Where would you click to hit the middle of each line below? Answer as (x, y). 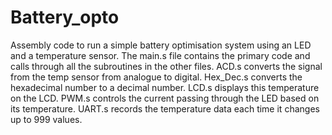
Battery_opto (65, 17)
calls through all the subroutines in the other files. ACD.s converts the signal (166, 66)
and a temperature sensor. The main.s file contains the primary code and (160, 55)
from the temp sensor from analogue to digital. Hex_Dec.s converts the (156, 77)
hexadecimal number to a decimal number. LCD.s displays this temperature (165, 87)
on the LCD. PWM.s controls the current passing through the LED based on (165, 98)
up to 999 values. (46, 119)
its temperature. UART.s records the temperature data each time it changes (165, 108)
